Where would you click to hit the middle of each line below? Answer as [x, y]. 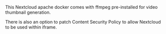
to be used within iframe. [31, 27]
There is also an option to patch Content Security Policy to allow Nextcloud [83, 22]
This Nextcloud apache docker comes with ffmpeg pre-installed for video [81, 7]
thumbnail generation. [28, 12]
